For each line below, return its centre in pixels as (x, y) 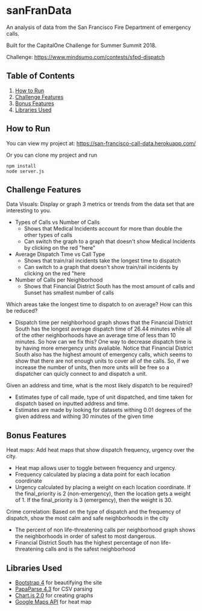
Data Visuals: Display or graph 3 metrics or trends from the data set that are (100, 204)
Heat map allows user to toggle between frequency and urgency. (96, 468)
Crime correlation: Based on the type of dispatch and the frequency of (93, 512)
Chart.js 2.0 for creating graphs (54, 595)
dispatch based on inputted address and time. (72, 404)
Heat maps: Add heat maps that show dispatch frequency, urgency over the (100, 450)
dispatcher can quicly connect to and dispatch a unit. (81, 374)
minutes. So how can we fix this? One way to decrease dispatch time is (103, 342)
